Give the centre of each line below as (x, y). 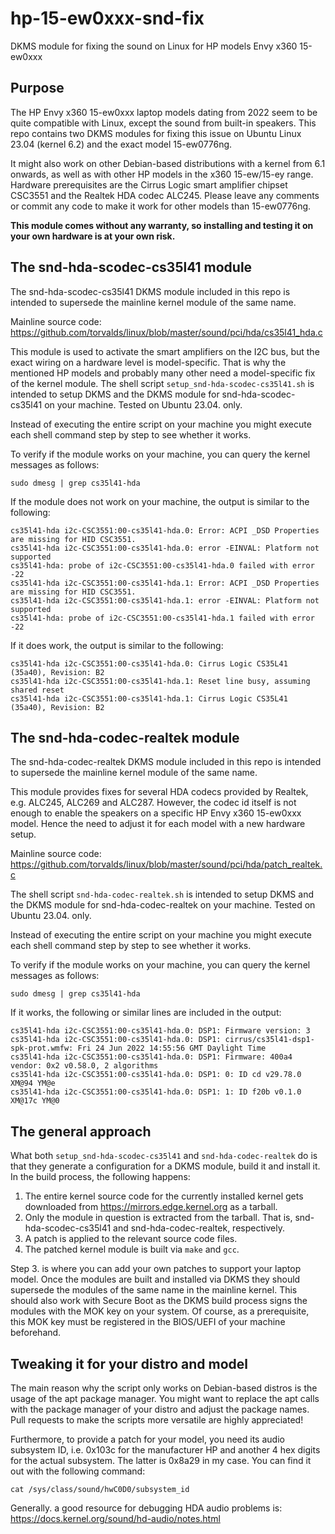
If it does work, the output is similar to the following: (117, 645)
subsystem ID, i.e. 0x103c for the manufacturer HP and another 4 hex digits (165, 1450)
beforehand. (36, 1333)
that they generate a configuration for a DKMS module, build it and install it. (165, 1166)
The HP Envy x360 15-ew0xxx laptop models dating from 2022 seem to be (164, 112)
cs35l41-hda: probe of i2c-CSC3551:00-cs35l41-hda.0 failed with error (162, 565)
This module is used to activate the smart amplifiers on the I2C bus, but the (165, 351)
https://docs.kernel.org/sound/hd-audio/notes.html (115, 1518)
